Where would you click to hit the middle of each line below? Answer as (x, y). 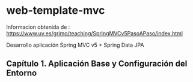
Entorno (22, 73)
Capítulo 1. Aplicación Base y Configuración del (97, 64)
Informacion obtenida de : (38, 27)
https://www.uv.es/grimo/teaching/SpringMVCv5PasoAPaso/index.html (95, 33)
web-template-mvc (56, 10)
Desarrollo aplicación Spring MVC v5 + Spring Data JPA (75, 45)
